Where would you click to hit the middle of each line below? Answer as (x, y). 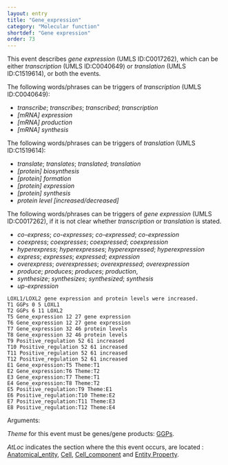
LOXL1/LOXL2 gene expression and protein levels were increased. (103, 299)
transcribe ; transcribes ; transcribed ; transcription (87, 108)
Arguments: (24, 420)
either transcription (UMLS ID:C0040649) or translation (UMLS (96, 66)
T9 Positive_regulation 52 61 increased (66, 341)
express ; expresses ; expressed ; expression (78, 257)
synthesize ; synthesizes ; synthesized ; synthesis (85, 279)
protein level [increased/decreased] (68, 200)
